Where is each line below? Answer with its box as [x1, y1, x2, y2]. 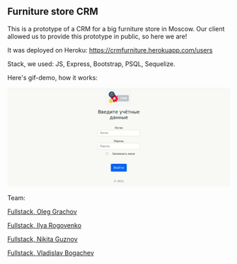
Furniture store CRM [7, 6, 98, 18]
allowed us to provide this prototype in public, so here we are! [7, 32, 187, 40]
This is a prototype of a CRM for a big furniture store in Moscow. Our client [7, 24, 225, 33]
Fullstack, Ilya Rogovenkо [7, 221, 82, 230]
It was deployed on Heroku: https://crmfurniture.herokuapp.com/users [7, 45, 213, 54]
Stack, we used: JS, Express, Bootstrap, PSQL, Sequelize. [7, 60, 175, 68]
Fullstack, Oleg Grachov [7, 207, 78, 216]
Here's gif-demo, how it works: [7, 73, 98, 82]
